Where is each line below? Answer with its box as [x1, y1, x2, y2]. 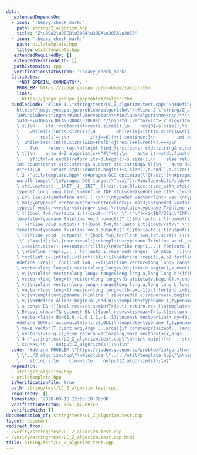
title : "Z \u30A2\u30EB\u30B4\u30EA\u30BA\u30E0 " [16, 31, 138, 36]
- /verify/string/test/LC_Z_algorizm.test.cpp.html [6, 434, 135, 440]
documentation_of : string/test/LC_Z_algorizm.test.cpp [6, 412, 143, 419]
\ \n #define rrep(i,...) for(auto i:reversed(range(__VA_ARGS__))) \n [16, 249, 191, 255]
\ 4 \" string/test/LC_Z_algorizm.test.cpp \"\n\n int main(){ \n [16, 336, 172, 342]
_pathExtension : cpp [11, 63, 62, 69]
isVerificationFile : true [11, 380, 75, 386]
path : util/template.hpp [16, 42, 77, 48]
